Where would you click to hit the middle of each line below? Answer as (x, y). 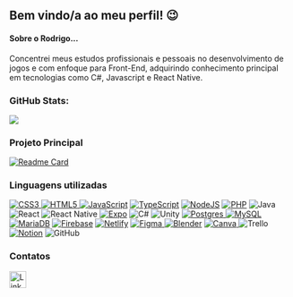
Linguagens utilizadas (58, 185)
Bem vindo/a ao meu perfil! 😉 (94, 16)
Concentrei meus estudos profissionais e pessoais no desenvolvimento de (146, 58)
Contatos (30, 257)
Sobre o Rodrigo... (44, 38)
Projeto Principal (46, 142)
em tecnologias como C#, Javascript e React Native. (106, 77)
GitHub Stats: (39, 100)
